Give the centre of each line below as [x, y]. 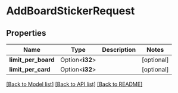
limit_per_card [30, 69]
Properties [26, 33]
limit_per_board [32, 60]
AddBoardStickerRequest [71, 11]
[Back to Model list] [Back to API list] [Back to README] [74, 84]
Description [119, 50]
